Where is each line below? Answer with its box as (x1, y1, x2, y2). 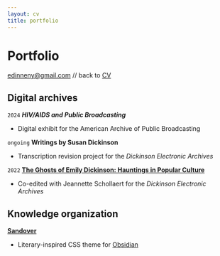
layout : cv (7, 10, 40, 18)
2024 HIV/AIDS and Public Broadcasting (7, 111, 126, 119)
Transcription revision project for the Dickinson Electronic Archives (17, 152, 214, 161)
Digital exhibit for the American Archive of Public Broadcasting (17, 124, 201, 133)
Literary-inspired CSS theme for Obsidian (17, 240, 138, 249)
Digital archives (7, 92, 78, 104)
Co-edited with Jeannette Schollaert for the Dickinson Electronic (17, 179, 207, 188)
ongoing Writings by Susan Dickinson (7, 138, 119, 146)
